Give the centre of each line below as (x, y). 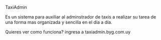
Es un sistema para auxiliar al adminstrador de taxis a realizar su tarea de (81, 17)
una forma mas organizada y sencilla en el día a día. (59, 22)
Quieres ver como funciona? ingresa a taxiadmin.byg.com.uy (68, 32)
